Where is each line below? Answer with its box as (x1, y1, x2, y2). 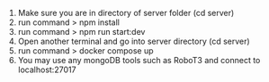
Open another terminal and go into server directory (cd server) (17, 36, 250, 46)
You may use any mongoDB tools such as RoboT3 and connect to (17, 55, 261, 65)
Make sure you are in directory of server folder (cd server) (17, 8, 235, 18)
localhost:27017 (17, 64, 76, 75)
